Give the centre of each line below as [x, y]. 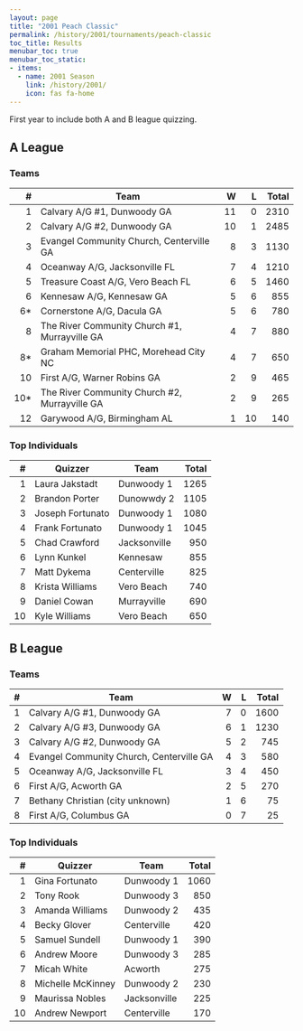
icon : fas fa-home [60, 93]
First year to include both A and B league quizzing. [103, 119]
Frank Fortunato [68, 528]
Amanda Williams [71, 911]
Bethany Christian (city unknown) [100, 801]
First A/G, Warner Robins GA [100, 378]
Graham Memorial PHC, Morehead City [123, 351]
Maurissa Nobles [70, 998]
